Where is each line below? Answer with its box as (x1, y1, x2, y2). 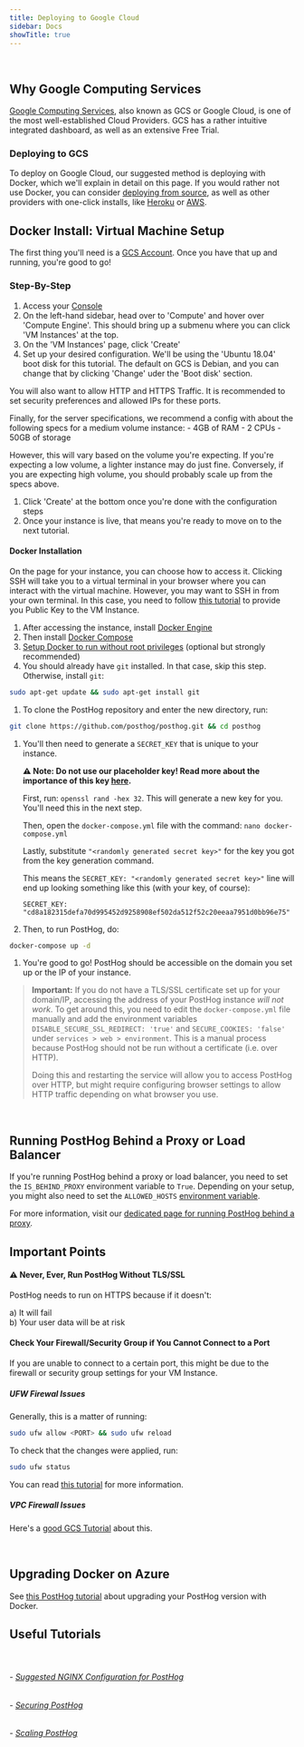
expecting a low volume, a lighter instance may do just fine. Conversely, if (9, 459, 284, 470)
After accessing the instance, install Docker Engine (22, 622, 213, 633)
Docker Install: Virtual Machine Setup (9, 223, 224, 239)
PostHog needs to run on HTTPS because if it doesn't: (9, 1290, 213, 1300)
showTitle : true (9, 30, 71, 39)
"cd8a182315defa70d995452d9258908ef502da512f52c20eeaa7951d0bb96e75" (22, 908, 291, 917)
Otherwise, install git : (22, 670, 105, 681)
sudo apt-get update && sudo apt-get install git (9, 687, 201, 697)
